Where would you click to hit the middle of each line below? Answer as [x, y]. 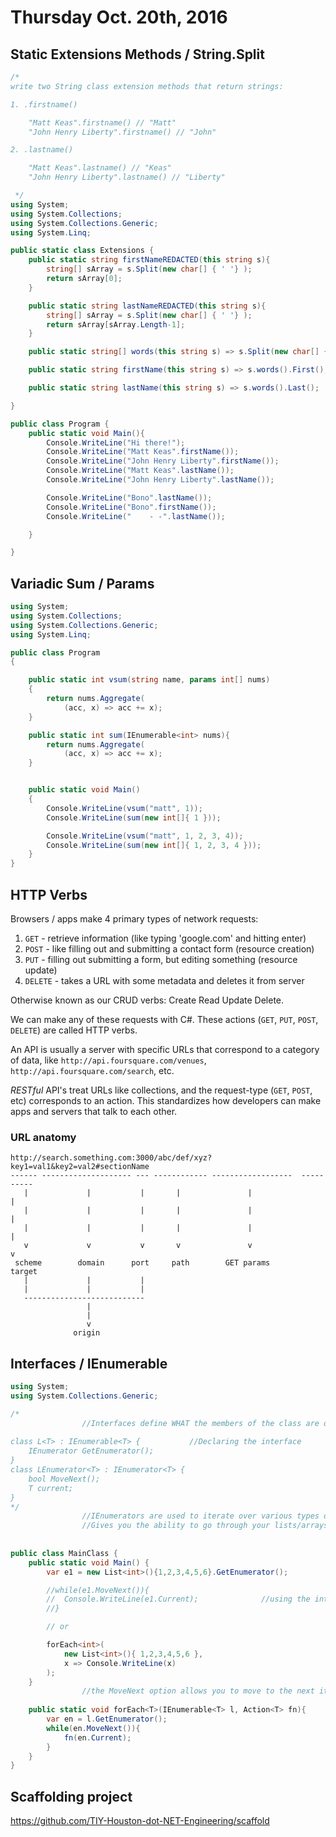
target [24, 1272]
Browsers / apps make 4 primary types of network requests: [134, 919]
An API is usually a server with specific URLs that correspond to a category [165, 1049]
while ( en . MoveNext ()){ [93, 1728]
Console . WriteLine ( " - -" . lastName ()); [136, 516]
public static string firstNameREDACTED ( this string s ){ [149, 260]
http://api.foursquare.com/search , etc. [92, 1070]
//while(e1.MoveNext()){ [98, 1590]
